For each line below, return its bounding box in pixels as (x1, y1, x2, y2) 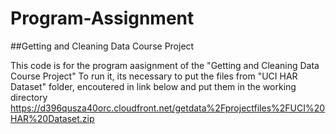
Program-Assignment (10, 7, 195, 30)
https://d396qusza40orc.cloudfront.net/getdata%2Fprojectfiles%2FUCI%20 (10, 102, 326, 114)
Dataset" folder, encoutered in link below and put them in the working (10, 80, 297, 92)
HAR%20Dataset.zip (10, 112, 95, 124)
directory (10, 91, 48, 103)
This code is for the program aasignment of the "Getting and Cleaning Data (10, 59, 320, 71)
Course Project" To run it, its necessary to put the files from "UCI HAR (10, 70, 298, 82)
